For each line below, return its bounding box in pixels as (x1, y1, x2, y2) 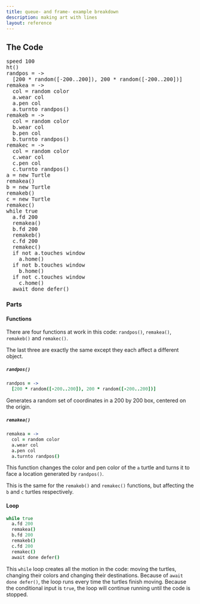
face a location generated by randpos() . (6, 470, 104, 478)
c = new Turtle (6, 196, 51, 203)
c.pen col (12, 160, 41, 167)
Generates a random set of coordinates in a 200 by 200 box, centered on (6, 397, 186, 404)
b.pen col (12, 130, 41, 137)
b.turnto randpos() (12, 136, 70, 143)
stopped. (6, 591, 29, 598)
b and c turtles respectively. (6, 488, 74, 496)
